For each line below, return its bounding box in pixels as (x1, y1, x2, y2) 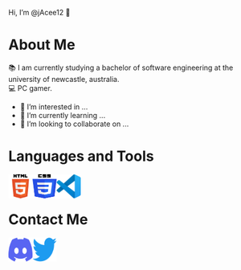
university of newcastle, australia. (8, 74, 120, 84)
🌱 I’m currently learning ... (19, 110, 106, 120)
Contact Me (8, 211, 88, 229)
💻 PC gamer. (8, 83, 52, 92)
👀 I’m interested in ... (19, 101, 88, 112)
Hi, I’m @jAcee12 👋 (8, 8, 71, 17)
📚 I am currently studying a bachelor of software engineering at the (8, 63, 234, 72)
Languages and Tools (8, 147, 154, 166)
